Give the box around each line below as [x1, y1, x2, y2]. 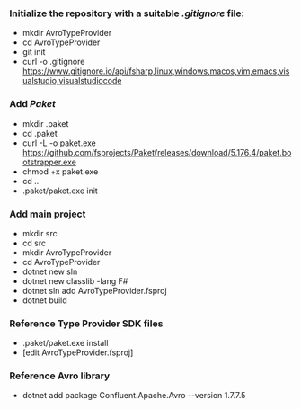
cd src [22, 237, 47, 248]
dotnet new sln [22, 266, 78, 277]
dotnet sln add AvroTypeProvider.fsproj [22, 285, 168, 296]
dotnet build [22, 295, 67, 306]
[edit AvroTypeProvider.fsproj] [22, 347, 134, 358]
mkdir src [22, 227, 58, 238]
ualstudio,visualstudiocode [22, 76, 122, 86]
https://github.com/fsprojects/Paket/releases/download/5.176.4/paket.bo [22, 147, 292, 157]
